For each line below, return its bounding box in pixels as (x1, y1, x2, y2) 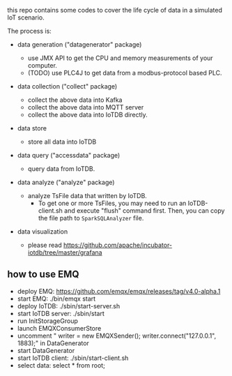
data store (17, 124, 47, 132)
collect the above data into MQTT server (27, 103, 144, 111)
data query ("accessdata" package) (17, 151, 121, 159)
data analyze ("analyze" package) (17, 178, 115, 186)
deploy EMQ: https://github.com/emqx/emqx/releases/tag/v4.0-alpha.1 (17, 287, 221, 295)
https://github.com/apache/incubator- (63, 241, 173, 249)
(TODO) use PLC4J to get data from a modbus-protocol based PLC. (27, 69, 222, 77)
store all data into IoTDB (27, 137, 97, 146)
